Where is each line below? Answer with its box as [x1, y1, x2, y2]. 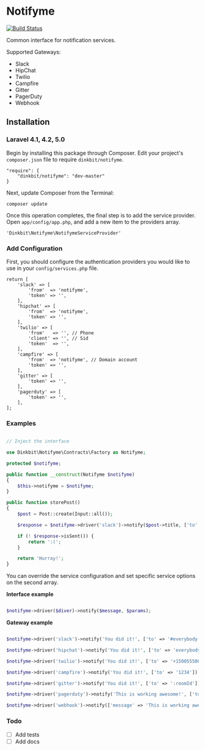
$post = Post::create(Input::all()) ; [17, 511, 113, 517]
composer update [6, 201, 48, 207]
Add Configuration [6, 244, 63, 252]
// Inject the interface [6, 438, 70, 444]
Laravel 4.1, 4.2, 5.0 [6, 135, 65, 144]
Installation [6, 117, 50, 127]
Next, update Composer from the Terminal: [6, 189, 114, 197]
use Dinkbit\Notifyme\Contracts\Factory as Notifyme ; [6, 449, 146, 456]
